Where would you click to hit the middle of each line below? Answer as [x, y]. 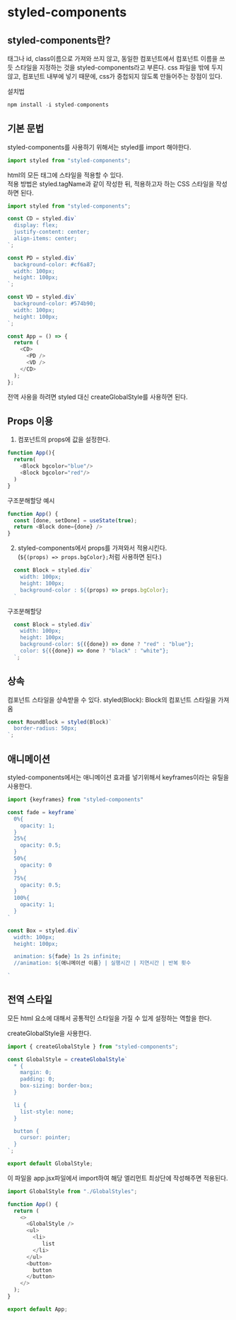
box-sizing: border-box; [57, 1086]
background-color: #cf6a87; [55, 264]
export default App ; [38, 1309]
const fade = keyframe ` [42, 812]
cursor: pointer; [46, 1138]
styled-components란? [59, 40]
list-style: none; [47, 1112]
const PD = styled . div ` [42, 258]
